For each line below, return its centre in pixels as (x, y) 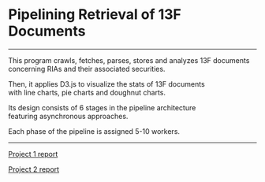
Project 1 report (33, 154)
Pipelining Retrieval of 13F (95, 15)
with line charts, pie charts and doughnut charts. (87, 92)
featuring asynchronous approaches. (68, 116)
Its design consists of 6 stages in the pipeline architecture (102, 107)
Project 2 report (34, 169)
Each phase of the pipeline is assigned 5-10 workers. (94, 131)
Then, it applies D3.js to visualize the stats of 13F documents (106, 84)
